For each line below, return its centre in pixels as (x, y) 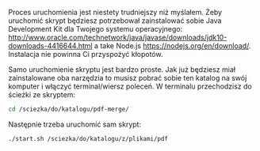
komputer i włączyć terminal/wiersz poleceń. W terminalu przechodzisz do (130, 86)
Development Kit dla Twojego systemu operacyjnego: (96, 29)
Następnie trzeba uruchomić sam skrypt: (75, 124)
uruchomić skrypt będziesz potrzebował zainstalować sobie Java (115, 21)
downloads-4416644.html (50, 46)
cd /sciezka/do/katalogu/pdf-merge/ (69, 109)
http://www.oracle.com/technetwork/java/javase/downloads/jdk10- (118, 37)
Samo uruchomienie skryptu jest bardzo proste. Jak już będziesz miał (122, 70)
